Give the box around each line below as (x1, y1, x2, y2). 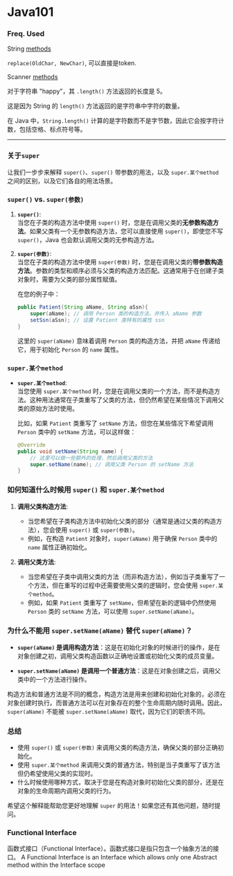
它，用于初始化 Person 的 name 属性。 (17, 345, 123, 354)
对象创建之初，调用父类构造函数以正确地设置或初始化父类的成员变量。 (17, 651, 218, 660)
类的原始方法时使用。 (17, 404, 78, 413)
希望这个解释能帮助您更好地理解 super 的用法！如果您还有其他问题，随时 (7, 802, 215, 810)
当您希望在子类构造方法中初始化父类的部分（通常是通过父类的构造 (27, 517, 216, 525)
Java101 (7, 4, 54, 20)
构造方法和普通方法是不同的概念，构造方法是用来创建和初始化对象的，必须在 (7, 689, 226, 698)
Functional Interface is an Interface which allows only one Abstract (26, 853, 218, 861)
